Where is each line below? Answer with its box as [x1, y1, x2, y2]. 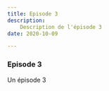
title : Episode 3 [7, 10, 58, 18]
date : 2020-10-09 [7, 30, 58, 37]
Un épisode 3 [7, 75, 46, 84]
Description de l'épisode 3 [20, 23, 102, 30]
